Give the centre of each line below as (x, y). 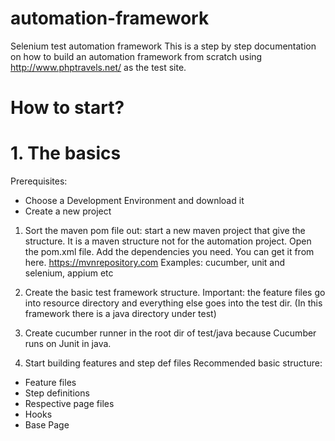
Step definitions (57, 393)
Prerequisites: (39, 181)
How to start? (67, 108)
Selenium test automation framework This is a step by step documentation (163, 46)
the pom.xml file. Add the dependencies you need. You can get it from (169, 252)
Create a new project (68, 211)
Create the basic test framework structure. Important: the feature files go (175, 293)
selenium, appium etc (69, 273)
